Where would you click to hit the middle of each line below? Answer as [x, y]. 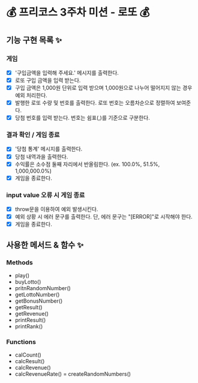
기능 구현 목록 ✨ [34, 40]
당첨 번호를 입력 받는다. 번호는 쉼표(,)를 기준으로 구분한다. [82, 118]
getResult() [29, 307]
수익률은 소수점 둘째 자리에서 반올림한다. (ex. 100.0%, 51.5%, [87, 164]
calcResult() [30, 361]
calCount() [28, 355]
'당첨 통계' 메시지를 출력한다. [49, 149]
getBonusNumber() [39, 301]
